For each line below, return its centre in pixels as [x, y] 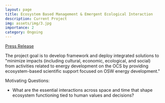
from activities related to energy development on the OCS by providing [77, 66]
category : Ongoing [24, 32]
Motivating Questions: [28, 81]
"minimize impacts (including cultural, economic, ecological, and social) [78, 61]
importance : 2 [20, 28]
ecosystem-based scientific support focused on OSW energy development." [82, 71]
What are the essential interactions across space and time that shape [82, 90]
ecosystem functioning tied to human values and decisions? [73, 95]
